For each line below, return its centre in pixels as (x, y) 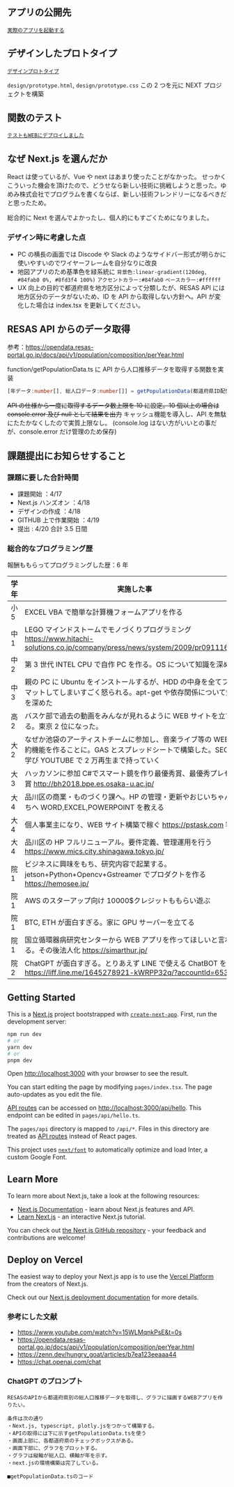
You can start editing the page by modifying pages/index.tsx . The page (110, 1087)
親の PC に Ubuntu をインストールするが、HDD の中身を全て (124, 682)
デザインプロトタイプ (33, 71)
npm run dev (24, 1035)
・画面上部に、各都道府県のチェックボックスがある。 (72, 1441)
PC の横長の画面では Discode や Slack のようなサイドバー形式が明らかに (122, 254)
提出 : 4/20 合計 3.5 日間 (52, 528)
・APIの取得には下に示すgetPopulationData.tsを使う (77, 1433)
